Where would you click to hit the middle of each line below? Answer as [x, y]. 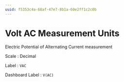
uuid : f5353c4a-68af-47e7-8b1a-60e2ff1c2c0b [51, 9]
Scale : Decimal [21, 56]
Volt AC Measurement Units [62, 33]
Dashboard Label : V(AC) [29, 75]
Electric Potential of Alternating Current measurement [59, 47]
